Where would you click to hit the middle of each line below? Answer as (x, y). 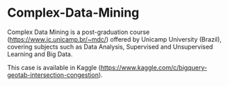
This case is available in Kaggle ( (54, 67)
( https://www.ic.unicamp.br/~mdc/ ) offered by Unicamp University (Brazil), (115, 39)
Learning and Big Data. (40, 54)
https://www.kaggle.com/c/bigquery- (154, 67)
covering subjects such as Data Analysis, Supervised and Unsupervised (110, 46)
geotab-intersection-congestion (53, 75)
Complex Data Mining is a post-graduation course (79, 32)
